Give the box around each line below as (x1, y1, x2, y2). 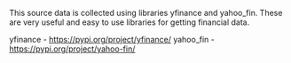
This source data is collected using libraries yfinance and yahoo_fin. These (9, 8, 283, 18)
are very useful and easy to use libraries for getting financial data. (9, 17, 250, 28)
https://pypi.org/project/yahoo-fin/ (9, 43, 136, 54)
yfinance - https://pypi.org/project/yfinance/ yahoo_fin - (9, 35, 215, 44)
